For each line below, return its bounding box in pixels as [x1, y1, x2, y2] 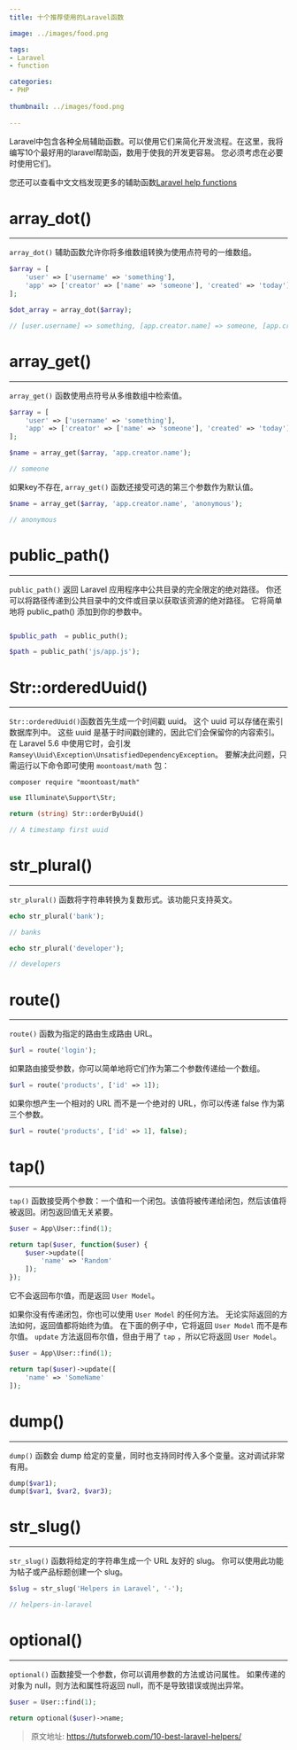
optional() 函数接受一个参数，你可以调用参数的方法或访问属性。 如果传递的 [9, 1668, 286, 1679]
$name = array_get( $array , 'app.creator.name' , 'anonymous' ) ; [9, 499, 243, 508]
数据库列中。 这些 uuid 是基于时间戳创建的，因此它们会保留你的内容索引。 [9, 727, 280, 738]
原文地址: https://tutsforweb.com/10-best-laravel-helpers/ [30, 1731, 242, 1741]
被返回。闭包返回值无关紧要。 [9, 1206, 118, 1217]
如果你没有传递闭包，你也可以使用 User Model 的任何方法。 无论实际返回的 [9, 1309, 280, 1320]
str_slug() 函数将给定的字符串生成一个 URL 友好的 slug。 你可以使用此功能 [9, 1556, 285, 1567]
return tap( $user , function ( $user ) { [9, 1240, 148, 1249]
